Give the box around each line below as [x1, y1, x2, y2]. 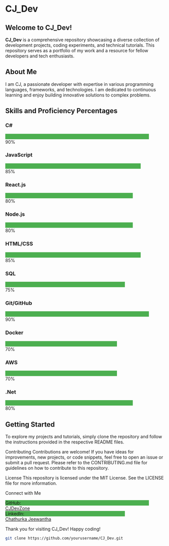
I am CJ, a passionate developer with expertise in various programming [5, 81, 154, 87]
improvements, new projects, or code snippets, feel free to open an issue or [5, 454, 163, 460]
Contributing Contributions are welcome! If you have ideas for [5, 448, 134, 455]
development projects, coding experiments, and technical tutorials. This [5, 42, 155, 48]
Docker [5, 329, 24, 336]
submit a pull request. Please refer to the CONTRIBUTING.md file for [5, 459, 148, 465]
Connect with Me [5, 490, 41, 496]
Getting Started [5, 420, 55, 429]
